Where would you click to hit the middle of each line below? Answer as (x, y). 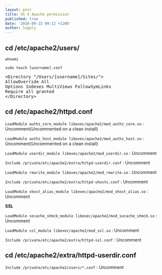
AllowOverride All (27, 81)
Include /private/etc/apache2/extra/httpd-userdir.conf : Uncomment (78, 162)
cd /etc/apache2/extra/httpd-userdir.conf (71, 256)
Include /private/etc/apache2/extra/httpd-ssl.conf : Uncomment (73, 240)
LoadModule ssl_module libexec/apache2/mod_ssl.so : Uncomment (72, 230)
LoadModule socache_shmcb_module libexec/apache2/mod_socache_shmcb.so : (81, 215)
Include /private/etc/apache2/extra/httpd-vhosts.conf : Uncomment (77, 182)
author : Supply (21, 28)
